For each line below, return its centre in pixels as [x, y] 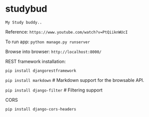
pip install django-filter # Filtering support [54, 90]
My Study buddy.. [24, 22]
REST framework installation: [36, 61]
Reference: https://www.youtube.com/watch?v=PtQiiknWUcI [67, 32]
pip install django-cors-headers [41, 109]
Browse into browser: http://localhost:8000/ [54, 51]
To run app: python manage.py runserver [48, 42]
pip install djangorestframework [41, 71]
